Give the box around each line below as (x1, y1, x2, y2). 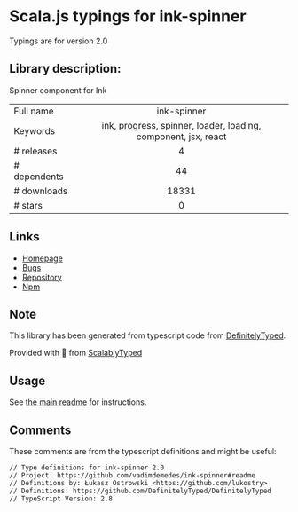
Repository (21, 272, 62, 282)
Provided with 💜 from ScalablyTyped (9, 348, 143, 358)
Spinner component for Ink (9, 84, 107, 95)
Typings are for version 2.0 (9, 35, 108, 46)
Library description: (9, 61, 122, 76)
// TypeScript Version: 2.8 (9, 494, 114, 503)
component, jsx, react (136, 130, 227, 143)
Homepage (21, 253, 64, 264)
